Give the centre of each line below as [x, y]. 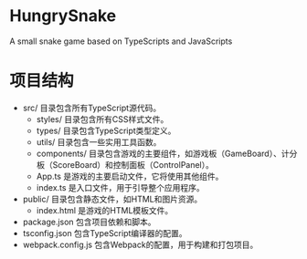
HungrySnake [63, 16]
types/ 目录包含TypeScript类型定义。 [106, 130]
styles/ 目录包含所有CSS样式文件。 [102, 119]
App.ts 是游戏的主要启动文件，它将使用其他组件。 [130, 176]
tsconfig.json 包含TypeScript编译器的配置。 [105, 233]
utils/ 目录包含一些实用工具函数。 [99, 141]
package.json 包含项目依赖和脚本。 [90, 222]
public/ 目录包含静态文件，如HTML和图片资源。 [112, 199]
